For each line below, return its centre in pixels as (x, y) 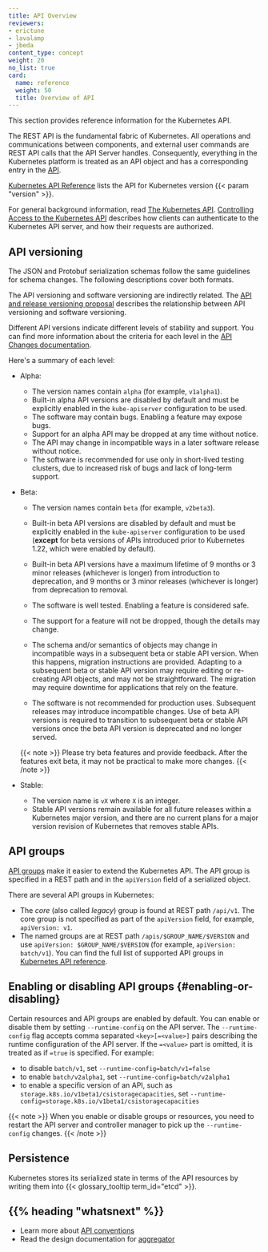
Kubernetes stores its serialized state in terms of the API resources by (123, 1177)
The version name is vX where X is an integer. (106, 801)
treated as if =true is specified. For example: (81, 1052)
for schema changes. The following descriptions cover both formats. (121, 280)
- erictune (26, 30)
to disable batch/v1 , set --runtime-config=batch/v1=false (115, 1068)
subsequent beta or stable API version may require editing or (132, 671)
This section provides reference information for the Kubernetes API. (120, 120)
